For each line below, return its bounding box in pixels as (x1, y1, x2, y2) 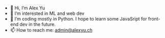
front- (148, 16, 160, 22)
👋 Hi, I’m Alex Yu (10, 5, 45, 11)
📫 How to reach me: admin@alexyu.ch (10, 27, 93, 33)
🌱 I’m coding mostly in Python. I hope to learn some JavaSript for (10, 16, 147, 22)
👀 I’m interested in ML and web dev (10, 10, 85, 16)
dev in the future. (19, 21, 56, 27)
